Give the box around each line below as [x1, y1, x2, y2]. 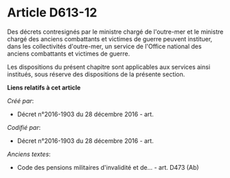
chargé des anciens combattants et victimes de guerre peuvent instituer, [7, 34, 213, 43]
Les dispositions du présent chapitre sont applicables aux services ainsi [7, 63, 211, 71]
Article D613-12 [7, 5, 97, 21]
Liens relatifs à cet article [7, 83, 81, 91]
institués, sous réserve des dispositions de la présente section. [7, 70, 185, 78]
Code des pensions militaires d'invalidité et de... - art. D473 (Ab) [16, 163, 199, 171]
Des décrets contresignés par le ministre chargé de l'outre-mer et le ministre [7, 27, 224, 36]
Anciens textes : [7, 150, 51, 158]
